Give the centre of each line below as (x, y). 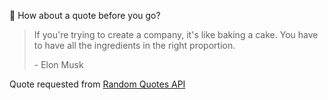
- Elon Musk (58, 64)
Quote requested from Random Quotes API (97, 84)
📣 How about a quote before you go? (85, 15)
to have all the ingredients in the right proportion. (134, 45)
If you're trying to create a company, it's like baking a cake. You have (176, 34)
